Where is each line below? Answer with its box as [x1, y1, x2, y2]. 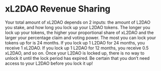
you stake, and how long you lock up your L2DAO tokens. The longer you [5, 24, 151, 30]
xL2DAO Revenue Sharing [5, 3, 111, 14]
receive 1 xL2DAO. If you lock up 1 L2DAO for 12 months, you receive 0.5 [5, 45, 149, 51]
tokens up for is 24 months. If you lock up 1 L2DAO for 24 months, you [5, 40, 145, 45]
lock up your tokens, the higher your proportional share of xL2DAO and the [5, 29, 154, 35]
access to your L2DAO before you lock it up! [5, 60, 93, 66]
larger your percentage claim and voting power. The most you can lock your [5, 35, 156, 41]
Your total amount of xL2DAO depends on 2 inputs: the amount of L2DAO [5, 19, 151, 25]
